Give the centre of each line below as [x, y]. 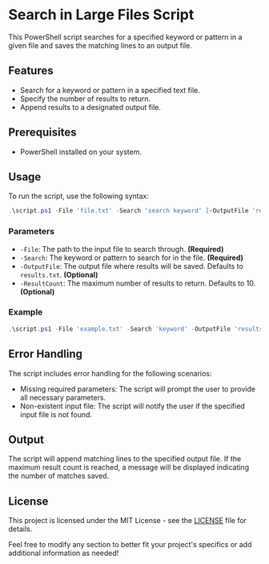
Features [31, 71]
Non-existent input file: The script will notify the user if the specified [132, 406]
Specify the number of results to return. [85, 99]
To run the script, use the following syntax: [79, 196]
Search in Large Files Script [101, 15]
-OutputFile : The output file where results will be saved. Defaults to [132, 266]
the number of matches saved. [59, 476]
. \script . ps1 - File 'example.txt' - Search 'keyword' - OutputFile [120, 329]
